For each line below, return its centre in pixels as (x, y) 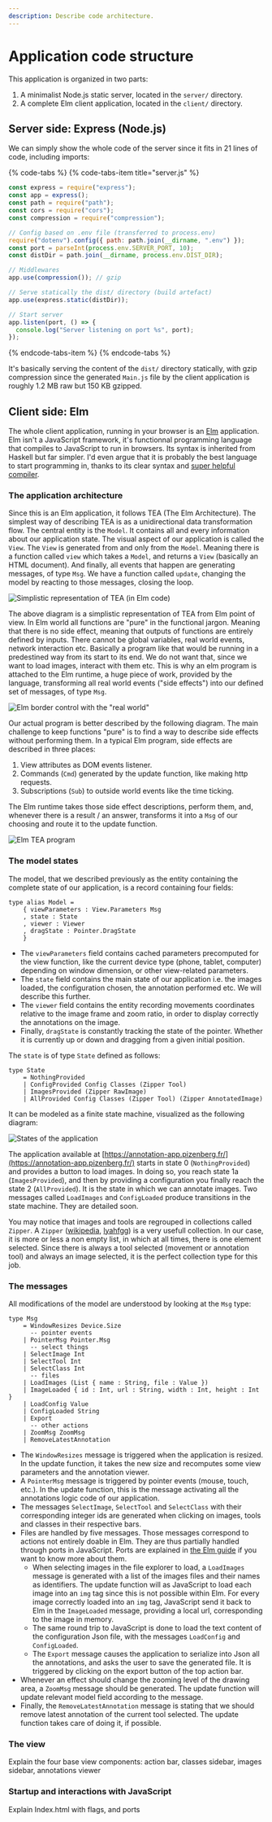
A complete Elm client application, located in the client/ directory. (132, 103)
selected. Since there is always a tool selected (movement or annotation (129, 1247)
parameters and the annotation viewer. (85, 1472)
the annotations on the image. (70, 1022)
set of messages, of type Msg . (58, 692)
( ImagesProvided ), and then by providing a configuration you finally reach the (136, 1180)
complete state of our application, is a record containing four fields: (121, 887)
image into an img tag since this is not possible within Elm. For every (146, 1593)
